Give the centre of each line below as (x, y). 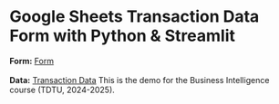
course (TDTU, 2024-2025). (62, 90)
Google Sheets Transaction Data (134, 17)
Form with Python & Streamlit (122, 36)
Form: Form (32, 61)
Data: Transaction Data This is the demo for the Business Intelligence (139, 80)
